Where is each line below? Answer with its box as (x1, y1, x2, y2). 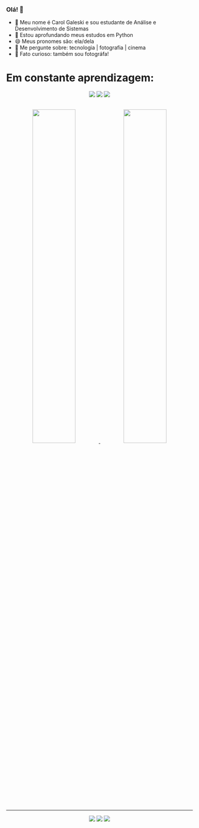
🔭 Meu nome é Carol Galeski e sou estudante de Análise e (14, 19, 156, 26)
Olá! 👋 (6, 5, 24, 14)
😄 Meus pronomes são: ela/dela (14, 38, 95, 45)
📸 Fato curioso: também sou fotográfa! (14, 51, 109, 58)
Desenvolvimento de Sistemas (14, 25, 89, 32)
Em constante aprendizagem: (6, 71, 154, 85)
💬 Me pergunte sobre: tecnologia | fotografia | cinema (14, 44, 146, 51)
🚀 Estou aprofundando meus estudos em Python (14, 32, 133, 39)
